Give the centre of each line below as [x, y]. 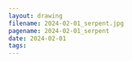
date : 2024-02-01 [37, 38]
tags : [17, 46]
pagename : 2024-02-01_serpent [59, 31]
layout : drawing [35, 16]
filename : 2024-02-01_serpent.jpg [66, 23]
